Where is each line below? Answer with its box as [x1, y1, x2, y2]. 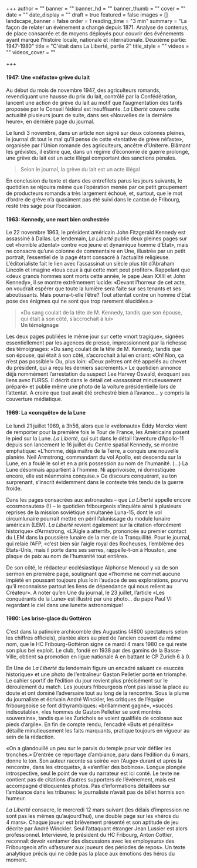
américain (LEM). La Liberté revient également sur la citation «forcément [6, 521, 182, 528]
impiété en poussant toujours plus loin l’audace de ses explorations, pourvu [6, 577, 189, 584]
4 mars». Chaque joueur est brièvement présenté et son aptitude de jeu [6, 819, 179, 826]
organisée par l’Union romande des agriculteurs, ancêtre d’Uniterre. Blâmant [6, 142, 191, 149]
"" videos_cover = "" [6, 49, 56, 55]
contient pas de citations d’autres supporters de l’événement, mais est [6, 776, 176, 783]
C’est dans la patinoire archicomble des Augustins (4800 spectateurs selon [6, 628, 188, 635]
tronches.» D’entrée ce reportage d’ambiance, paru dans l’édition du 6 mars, [6, 751, 191, 758]
